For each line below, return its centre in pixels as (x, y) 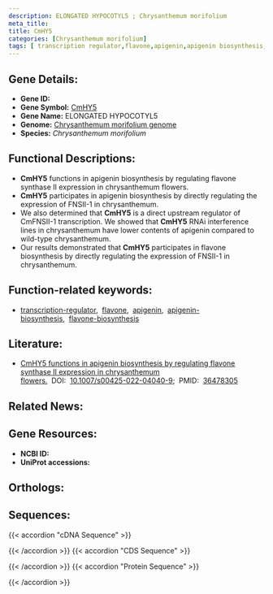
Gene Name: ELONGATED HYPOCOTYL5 (89, 115)
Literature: (36, 343)
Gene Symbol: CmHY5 (58, 107)
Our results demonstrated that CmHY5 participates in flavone (123, 247)
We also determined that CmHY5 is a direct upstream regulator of (130, 213)
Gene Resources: (53, 434)
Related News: (46, 406)
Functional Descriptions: (72, 159)
